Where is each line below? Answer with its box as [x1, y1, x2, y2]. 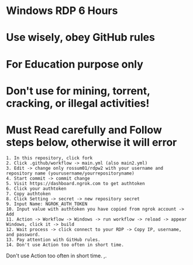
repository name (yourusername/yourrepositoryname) [6, 170, 135, 176]
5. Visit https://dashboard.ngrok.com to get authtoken [6, 180, 145, 186]
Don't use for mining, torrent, [6, 84, 150, 97]
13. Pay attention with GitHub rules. [6, 236, 101, 243]
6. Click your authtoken [6, 186, 67, 191]
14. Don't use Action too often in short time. [6, 242, 125, 247]
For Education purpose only [6, 57, 143, 71]
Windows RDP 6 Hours [6, 4, 118, 18]
